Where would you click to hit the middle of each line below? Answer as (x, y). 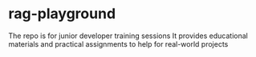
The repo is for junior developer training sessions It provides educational (128, 36)
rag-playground (62, 14)
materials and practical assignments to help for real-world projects (118, 44)
